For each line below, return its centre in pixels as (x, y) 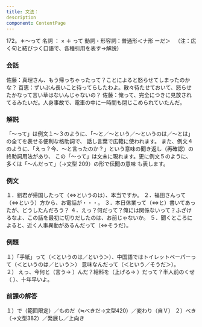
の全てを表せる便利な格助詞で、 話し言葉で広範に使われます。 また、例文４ (99, 141)
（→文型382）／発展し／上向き (46, 318)
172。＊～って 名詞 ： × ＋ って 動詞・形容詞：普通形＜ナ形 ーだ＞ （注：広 (101, 41)
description (21, 17)
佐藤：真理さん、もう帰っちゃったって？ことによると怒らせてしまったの (96, 79)
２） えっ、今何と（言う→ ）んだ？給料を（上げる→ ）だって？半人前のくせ (100, 272)
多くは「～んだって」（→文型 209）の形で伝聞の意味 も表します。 (87, 164)
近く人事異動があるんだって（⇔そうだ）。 (79, 225)
